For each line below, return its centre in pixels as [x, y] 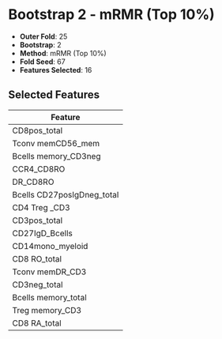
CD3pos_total [38, 220]
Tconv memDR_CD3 [49, 272]
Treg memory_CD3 [47, 310]
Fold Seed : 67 [42, 62]
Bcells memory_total [49, 297]
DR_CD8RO [33, 182]
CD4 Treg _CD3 [41, 207]
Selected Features [54, 95]
